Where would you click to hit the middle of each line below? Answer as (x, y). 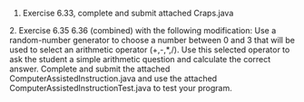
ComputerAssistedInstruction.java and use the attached (113, 79)
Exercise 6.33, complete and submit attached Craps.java (128, 13)
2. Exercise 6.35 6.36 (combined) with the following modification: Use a (143, 30)
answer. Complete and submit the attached (90, 69)
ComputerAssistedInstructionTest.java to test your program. (121, 88)
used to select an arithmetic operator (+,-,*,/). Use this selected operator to (150, 50)
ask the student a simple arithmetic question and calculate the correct (140, 59)
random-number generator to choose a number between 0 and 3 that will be (152, 40)
